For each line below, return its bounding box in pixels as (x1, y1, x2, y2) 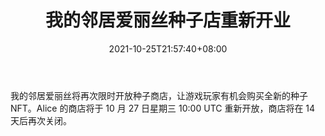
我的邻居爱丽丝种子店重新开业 (44, 9, 291, 32)
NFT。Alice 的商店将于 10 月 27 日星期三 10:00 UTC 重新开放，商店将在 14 (10, 102, 316, 114)
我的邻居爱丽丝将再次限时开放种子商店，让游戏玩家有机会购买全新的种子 (10, 89, 308, 101)
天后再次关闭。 (10, 114, 72, 126)
